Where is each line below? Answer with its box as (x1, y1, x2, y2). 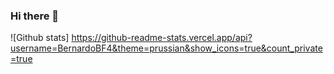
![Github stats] (10, 32, 70, 44)
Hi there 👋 (10, 9, 60, 23)
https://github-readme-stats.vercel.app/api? (71, 32, 253, 44)
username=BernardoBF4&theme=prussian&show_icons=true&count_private (10, 42, 323, 54)
